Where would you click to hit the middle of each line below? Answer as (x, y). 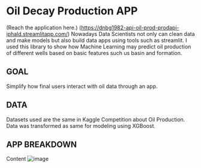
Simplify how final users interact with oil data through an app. (82, 86)
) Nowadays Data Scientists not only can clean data (131, 33)
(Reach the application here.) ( (44, 28)
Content (16, 159)
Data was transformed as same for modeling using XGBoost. (81, 126)
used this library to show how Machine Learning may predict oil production (99, 47)
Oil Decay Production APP (72, 11)
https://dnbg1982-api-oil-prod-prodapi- (130, 28)
